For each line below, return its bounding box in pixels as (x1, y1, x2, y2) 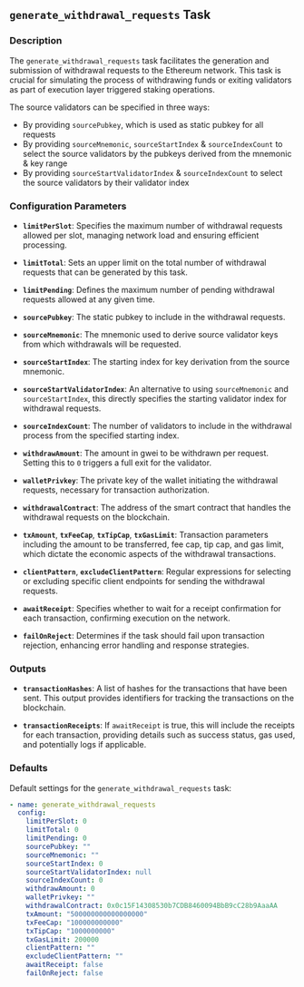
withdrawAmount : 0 (25, 884, 95, 894)
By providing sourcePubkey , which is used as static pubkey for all (22, 119, 264, 130)
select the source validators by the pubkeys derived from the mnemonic (22, 148, 292, 159)
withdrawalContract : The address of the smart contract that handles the (22, 502, 291, 513)
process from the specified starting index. (22, 430, 180, 441)
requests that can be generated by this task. (22, 267, 189, 278)
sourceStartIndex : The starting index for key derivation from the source (22, 356, 290, 366)
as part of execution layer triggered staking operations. (9, 83, 215, 94)
